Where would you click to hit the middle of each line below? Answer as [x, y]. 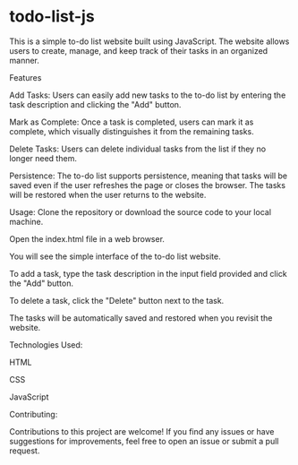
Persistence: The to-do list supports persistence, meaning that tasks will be [149, 176]
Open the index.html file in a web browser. [87, 238]
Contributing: [34, 414]
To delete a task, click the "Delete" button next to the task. [117, 300]
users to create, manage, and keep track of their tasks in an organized [139, 50]
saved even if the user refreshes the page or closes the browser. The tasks [148, 185]
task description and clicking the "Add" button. [95, 104]
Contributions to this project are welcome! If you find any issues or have [142, 431]
